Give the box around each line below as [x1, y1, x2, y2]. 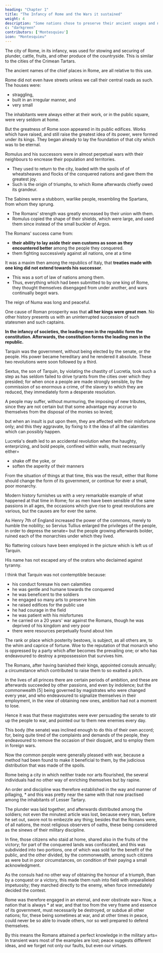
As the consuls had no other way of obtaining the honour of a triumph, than [5, 872, 156, 877]
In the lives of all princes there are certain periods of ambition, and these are [5, 677, 158, 683]
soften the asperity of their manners [12, 463, 84, 469]
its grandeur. [12, 186, 38, 192]
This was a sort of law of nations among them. [12, 274, 105, 280]
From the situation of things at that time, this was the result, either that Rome [5, 472, 158, 478]
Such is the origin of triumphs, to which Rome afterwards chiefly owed [12, 181, 153, 187]
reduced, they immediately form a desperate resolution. [5, 389, 116, 395]
